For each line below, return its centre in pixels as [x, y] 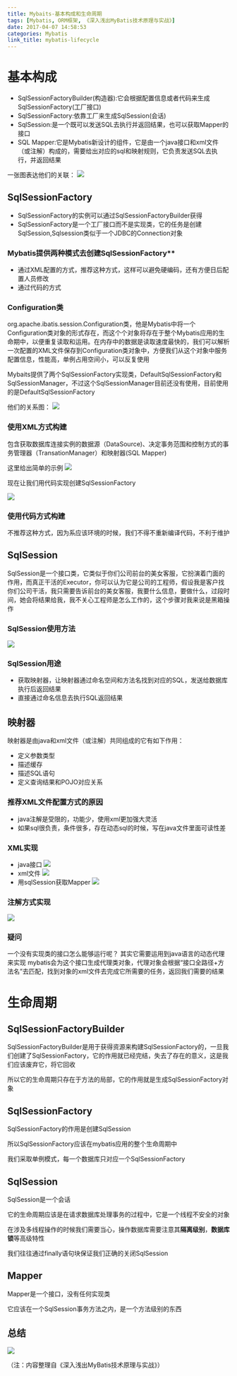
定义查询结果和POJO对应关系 [60, 782]
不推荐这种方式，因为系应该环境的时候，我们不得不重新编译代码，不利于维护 [119, 533]
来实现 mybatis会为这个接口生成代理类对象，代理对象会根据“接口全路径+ [113, 963]
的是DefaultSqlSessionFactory [51, 392]
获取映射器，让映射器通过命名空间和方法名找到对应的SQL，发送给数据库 [122, 680]
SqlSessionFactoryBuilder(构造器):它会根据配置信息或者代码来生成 [114, 98]
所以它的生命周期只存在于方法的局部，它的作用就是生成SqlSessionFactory [115, 1079]
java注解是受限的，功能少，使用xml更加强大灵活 [87, 819]
